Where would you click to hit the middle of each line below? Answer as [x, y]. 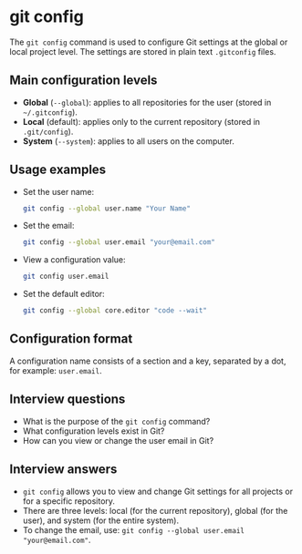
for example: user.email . [56, 370]
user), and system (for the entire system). [101, 520]
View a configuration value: [74, 260]
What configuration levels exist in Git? [94, 431]
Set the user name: [58, 191]
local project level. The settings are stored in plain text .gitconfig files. [143, 51]
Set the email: [48, 226]
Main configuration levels [83, 81]
